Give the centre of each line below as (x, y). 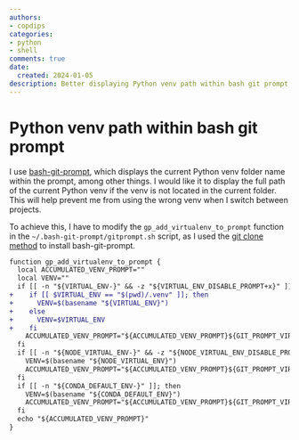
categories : (31, 34)
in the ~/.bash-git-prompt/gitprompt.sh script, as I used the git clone (137, 236)
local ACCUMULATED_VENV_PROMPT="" (81, 270)
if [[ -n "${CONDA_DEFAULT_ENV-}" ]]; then (99, 386)
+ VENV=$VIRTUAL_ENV (57, 320)
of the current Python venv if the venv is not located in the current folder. (143, 190)
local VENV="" (43, 278)
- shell (24, 51)
